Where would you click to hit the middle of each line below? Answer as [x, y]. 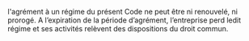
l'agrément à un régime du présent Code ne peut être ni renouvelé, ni [122, 12]
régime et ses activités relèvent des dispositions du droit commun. [118, 29]
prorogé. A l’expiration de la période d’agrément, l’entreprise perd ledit [124, 20]
